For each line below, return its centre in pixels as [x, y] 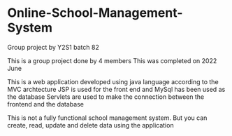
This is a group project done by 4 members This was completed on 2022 [112, 60]
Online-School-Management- [95, 13]
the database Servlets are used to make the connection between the [106, 97]
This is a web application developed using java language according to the [113, 81]
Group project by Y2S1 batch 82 [53, 47]
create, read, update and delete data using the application [90, 125]
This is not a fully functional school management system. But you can [107, 118]
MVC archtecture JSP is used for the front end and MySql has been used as [116, 89]
